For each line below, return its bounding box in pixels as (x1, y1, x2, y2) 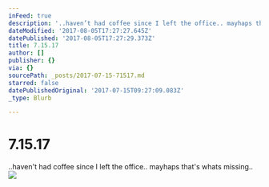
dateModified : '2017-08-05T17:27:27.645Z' (8, 26, 152, 35)
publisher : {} (8, 57, 56, 65)
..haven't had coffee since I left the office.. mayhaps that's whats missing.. (8, 162, 254, 172)
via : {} (8, 64, 34, 72)
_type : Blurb (8, 94, 52, 102)
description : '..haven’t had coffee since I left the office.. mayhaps (8, 19, 252, 27)
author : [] (8, 49, 45, 57)
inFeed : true (8, 11, 52, 20)
